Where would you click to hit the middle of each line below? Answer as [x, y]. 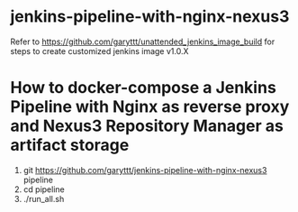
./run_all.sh [44, 198]
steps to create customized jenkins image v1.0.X [99, 51]
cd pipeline [44, 189]
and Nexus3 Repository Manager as [147, 126]
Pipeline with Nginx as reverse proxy [150, 107]
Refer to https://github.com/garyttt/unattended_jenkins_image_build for [143, 41]
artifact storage [70, 145]
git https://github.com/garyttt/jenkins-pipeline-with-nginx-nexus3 [145, 170]
